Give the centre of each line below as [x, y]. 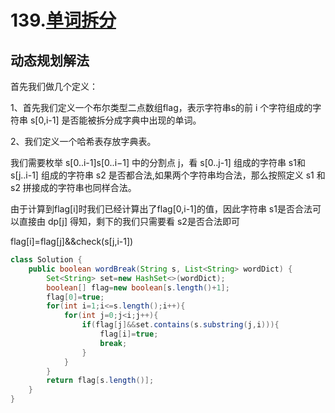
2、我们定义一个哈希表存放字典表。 [83, 141]
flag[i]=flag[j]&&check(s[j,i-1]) [72, 241]
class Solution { [46, 260]
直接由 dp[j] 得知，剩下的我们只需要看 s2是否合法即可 [129, 221]
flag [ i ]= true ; [129, 334]
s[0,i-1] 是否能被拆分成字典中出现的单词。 [115, 120]
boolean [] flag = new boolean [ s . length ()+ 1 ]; [138, 287]
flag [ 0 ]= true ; [75, 297]
